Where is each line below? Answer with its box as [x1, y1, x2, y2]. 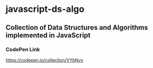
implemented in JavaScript [5, 31, 91, 39]
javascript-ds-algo [5, 3, 85, 15]
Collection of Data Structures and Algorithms [5, 23, 149, 32]
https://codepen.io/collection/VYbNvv [5, 57, 83, 63]
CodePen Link [5, 46, 40, 53]
